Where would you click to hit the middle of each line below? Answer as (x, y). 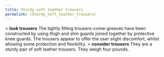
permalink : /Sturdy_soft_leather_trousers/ (51, 14)
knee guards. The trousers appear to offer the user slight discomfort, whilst (82, 39)
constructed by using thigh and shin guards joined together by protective (80, 33)
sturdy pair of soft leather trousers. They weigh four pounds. (67, 49)
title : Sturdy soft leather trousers (44, 10)
